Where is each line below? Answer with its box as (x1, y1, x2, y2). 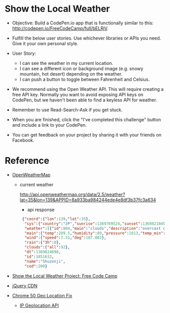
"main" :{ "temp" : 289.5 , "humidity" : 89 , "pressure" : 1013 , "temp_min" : (24, 230, 165, 236)
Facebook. (12, 137, 35, 143)
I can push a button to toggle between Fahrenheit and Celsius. (19, 76, 150, 82)
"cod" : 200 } (24, 263, 48, 269)
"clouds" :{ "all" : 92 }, (24, 245, 71, 250)
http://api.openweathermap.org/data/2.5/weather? (19, 191, 125, 197)
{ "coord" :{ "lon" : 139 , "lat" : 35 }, (22, 216, 91, 221)
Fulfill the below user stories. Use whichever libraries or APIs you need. (12, 35, 161, 41)
